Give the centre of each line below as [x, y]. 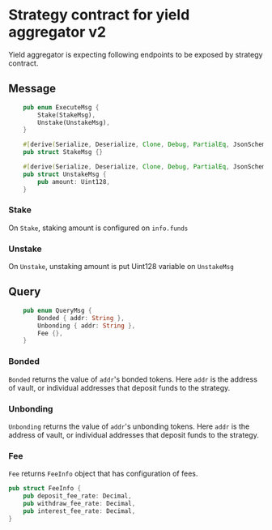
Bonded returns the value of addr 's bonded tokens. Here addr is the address [133, 379]
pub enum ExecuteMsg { [61, 107]
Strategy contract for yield [99, 15]
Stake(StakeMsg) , [66, 115]
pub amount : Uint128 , [74, 182]
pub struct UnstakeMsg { [65, 174]
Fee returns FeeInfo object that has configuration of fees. [103, 474]
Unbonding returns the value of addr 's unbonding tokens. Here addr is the [129, 426]
